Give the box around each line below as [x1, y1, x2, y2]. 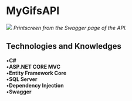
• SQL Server [6, 75, 38, 83]
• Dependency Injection [6, 82, 65, 89]
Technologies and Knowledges [6, 41, 122, 51]
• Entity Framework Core [6, 69, 66, 76]
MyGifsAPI [6, 4, 60, 18]
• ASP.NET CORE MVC [6, 63, 60, 70]
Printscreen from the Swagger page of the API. [13, 24, 127, 31]
